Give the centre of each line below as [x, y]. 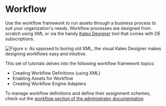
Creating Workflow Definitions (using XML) [56, 73]
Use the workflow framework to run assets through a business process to [81, 23]
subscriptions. [20, 39]
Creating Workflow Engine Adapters [49, 84]
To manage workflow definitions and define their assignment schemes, [78, 93]
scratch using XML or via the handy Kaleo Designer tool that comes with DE [83, 33]
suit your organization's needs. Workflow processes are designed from [78, 28]
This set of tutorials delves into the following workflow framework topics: [80, 63]
